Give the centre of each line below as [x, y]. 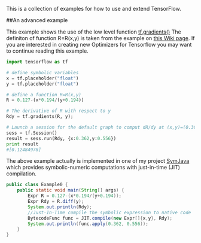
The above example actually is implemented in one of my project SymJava [98, 161]
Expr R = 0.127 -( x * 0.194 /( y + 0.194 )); [74, 196]
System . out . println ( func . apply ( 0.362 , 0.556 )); [88, 224]
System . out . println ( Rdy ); [60, 207]
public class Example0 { [37, 185]
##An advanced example [37, 20]
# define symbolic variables [42, 72]
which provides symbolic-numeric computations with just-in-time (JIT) [93, 168]
